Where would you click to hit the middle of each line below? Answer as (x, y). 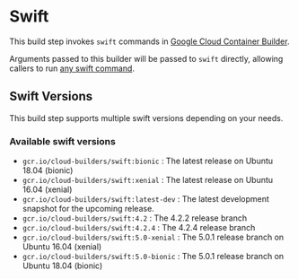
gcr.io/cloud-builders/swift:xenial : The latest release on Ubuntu (148, 180)
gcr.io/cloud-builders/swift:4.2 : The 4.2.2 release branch (135, 218)
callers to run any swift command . (72, 68)
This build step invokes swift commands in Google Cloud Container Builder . (149, 41)
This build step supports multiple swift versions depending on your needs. (146, 118)
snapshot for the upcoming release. (88, 209)
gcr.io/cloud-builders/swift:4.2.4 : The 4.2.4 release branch (139, 228)
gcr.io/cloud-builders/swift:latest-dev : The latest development (145, 199)
